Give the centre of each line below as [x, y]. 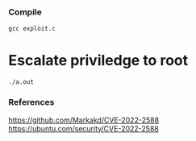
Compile [25, 12]
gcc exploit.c [32, 29]
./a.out [21, 82]
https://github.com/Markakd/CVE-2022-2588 [84, 120]
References [31, 102]
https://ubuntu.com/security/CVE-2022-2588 [83, 128]
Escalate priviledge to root [98, 61]
